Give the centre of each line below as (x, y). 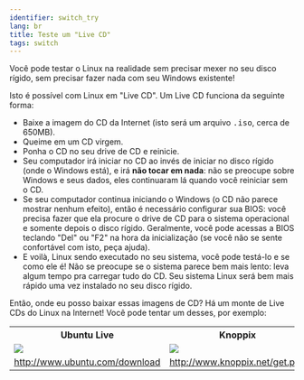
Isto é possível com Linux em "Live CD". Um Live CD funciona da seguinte (147, 96)
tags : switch (34, 43)
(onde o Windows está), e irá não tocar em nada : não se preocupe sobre (158, 171)
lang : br (26, 26)
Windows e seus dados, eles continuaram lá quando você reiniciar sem (155, 181)
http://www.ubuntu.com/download (87, 362)
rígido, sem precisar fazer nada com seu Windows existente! (122, 79)
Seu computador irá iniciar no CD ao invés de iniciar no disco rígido (148, 161)
